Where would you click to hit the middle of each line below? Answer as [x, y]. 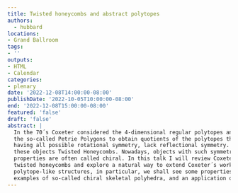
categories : [25, 80]
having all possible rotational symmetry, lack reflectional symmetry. [122, 146]
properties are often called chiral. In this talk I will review [112, 159]
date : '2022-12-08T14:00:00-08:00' [60, 93]
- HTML [17, 66]
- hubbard [28, 27]
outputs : [20, 60]
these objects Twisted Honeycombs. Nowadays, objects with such [110, 152]
